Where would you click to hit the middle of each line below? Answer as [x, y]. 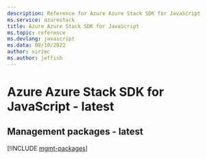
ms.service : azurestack [41, 20]
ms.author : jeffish [35, 58]
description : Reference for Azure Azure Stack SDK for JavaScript [104, 13]
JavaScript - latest [61, 106]
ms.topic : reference [37, 33]
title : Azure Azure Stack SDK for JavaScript [73, 26]
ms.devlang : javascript [41, 39]
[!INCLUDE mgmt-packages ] [47, 148]
